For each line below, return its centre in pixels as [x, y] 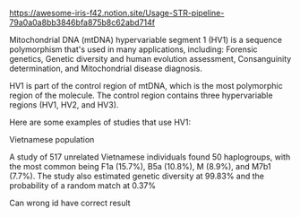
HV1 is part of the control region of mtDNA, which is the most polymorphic [146, 86]
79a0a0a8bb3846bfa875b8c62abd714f [82, 22]
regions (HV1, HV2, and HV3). [64, 105]
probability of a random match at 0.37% [83, 186]
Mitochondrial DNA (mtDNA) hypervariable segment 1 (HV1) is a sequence [146, 40]
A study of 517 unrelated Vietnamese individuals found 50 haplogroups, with [150, 157]
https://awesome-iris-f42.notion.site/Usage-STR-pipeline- [117, 13]
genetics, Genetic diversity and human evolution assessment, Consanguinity [150, 59]
